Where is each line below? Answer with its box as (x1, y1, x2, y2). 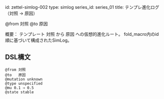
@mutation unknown (5, 76, 43, 82)
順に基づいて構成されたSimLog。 (5, 37, 72, 43)
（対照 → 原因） (5, 10, 38, 16)
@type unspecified (5, 81, 43, 86)
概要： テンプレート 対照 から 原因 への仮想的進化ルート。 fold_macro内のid (5, 31, 159, 37)
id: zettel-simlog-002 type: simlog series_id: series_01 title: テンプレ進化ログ (5, 4, 160, 10)
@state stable (5, 90, 34, 95)
